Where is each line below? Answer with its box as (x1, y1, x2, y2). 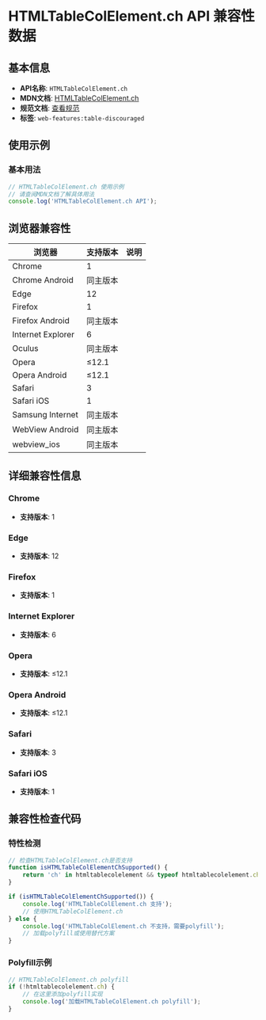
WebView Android (12, 424, 79, 436)
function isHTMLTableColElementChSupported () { (8, 864, 169, 872)
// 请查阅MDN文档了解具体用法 (8, 190, 95, 198)
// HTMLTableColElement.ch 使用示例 (8, 183, 124, 191)
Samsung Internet (12, 409, 79, 421)
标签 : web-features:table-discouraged (19, 113, 145, 123)
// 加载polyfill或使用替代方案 (22, 930, 115, 938)
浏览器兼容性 (8, 221, 71, 234)
